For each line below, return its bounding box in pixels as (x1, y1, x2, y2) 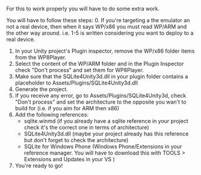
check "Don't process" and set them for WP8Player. (14, 67, 144, 74)
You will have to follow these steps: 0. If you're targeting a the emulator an (6, 17, 190, 23)
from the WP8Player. (14, 54, 67, 61)
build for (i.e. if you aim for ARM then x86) (14, 105, 120, 111)
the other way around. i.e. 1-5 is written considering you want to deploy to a (6, 29, 194, 37)
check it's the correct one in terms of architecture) (23, 124, 149, 131)
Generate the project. (14, 86, 68, 92)
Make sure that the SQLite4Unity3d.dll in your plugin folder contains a (14, 73, 188, 80)
